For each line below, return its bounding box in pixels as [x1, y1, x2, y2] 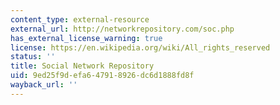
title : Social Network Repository [10, 61, 155, 71]
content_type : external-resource [10, 14, 150, 25]
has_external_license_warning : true [10, 33, 163, 43]
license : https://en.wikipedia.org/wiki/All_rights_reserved [10, 42, 271, 53]
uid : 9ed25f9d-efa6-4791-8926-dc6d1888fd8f [10, 71, 195, 81]
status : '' [10, 52, 56, 62]
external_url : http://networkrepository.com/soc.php [10, 24, 235, 34]
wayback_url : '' [10, 80, 78, 90]
